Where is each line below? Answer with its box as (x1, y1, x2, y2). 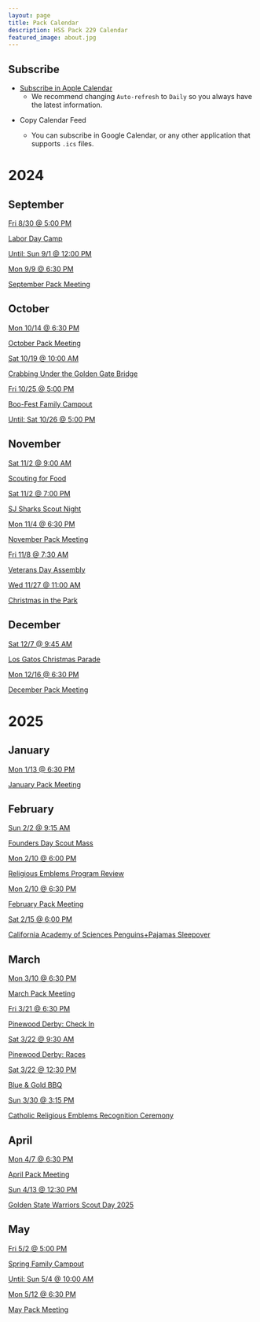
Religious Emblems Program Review (8, 869, 124, 878)
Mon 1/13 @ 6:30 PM (8, 764, 75, 774)
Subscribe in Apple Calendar (19, 83, 112, 93)
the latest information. (31, 100, 103, 110)
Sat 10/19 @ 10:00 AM (8, 353, 79, 363)
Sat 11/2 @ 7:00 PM (8, 488, 71, 498)
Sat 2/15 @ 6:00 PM (8, 915, 73, 924)
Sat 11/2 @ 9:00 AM (8, 458, 72, 468)
